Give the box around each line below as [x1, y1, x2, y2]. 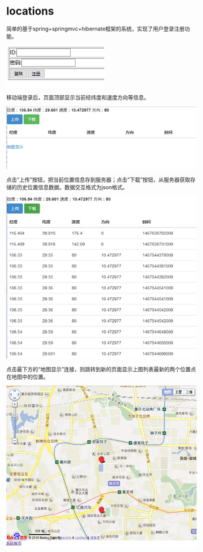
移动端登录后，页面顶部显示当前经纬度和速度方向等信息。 [6, 93, 149, 101]
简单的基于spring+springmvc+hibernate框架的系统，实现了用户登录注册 [6, 25, 185, 32]
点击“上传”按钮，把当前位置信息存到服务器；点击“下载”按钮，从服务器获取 [6, 176, 190, 183]
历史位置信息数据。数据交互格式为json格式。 [16, 184, 128, 191]
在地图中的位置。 [6, 373, 49, 380]
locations [6, 4, 54, 18]
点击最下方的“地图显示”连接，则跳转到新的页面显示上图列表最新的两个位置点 [6, 365, 196, 372]
